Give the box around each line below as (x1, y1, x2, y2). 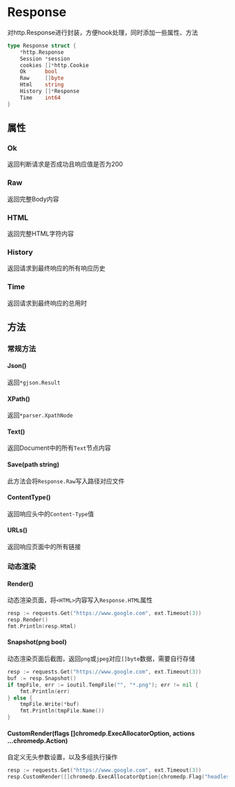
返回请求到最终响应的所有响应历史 (7, 264, 106, 273)
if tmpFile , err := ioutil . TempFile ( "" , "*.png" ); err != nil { (7, 681, 199, 688)
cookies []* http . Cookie (20, 62, 90, 69)
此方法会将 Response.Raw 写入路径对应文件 (7, 476, 124, 485)
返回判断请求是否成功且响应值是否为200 (7, 160, 124, 169)
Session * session (20, 55, 71, 62)
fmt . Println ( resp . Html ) (7, 623, 77, 630)
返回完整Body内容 (7, 194, 59, 203)
